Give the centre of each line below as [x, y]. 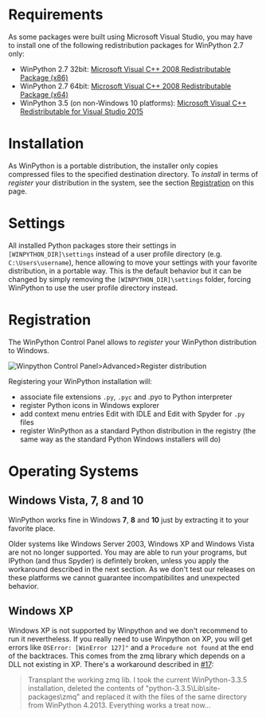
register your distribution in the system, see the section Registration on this [131, 182]
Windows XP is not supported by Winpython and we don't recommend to [128, 630]
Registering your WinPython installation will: [80, 381]
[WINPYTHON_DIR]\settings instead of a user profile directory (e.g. [115, 253]
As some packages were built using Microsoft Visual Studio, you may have [131, 37]
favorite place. [32, 528]
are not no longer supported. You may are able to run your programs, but [128, 552]
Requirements [56, 15]
